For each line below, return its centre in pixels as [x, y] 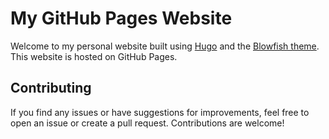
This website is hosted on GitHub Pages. [94, 56]
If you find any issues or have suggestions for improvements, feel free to [160, 112]
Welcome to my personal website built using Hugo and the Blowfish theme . [165, 46]
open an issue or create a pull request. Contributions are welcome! [147, 123]
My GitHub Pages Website [121, 18]
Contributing [51, 88]
